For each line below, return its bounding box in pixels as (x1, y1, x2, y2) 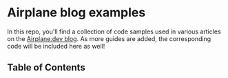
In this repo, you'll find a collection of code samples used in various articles (7, 27, 222, 36)
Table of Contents (7, 62, 86, 73)
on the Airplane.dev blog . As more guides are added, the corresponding (7, 34, 211, 42)
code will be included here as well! (7, 42, 105, 50)
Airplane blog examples (7, 5, 146, 21)
